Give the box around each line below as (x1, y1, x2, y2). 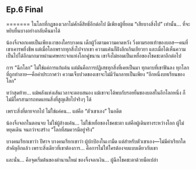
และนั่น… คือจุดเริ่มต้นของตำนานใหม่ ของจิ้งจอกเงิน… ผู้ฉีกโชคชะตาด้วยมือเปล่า (6, 156, 158, 163)
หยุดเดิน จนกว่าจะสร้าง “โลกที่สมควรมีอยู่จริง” (6, 126, 95, 133)
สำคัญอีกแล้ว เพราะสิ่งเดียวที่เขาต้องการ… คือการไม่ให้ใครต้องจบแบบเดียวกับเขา (6, 144, 158, 151)
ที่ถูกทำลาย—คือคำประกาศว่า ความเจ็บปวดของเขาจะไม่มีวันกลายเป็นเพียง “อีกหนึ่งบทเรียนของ (6, 70, 185, 77)
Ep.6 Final (6, 5, 43, 15)
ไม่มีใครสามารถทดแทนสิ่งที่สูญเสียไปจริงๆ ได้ (6, 96, 92, 103)
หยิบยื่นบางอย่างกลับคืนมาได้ (6, 27, 61, 34)
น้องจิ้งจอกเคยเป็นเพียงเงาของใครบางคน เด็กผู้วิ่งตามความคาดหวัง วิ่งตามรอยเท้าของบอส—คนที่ (6, 38, 188, 46)
